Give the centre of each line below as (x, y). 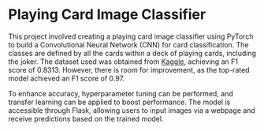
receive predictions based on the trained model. (86, 118)
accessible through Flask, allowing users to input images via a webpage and (132, 110)
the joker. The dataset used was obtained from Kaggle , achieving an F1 (123, 62)
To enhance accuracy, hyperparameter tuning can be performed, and (121, 93)
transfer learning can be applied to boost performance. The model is (119, 102)
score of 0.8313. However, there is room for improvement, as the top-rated (129, 69)
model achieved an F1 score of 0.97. (66, 78)
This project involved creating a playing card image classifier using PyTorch (131, 36)
